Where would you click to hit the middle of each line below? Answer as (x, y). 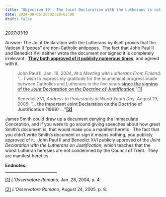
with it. (12, 64)
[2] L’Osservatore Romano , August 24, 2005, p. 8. (56, 190)
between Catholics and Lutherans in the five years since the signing (87, 84)
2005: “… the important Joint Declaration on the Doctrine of (80, 104)
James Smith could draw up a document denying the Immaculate (72, 119)
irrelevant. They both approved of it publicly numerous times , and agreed (82, 59)
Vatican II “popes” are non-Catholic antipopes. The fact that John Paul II (80, 48)
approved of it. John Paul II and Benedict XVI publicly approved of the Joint (83, 140)
